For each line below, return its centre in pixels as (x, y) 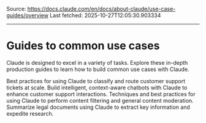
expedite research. (30, 113)
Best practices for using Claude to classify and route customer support (96, 81)
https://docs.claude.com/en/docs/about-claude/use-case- (101, 9)
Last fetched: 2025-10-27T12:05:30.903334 (105, 15)
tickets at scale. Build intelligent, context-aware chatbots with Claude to (97, 88)
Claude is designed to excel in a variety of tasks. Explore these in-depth (97, 62)
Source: (16, 9)
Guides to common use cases (83, 46)
